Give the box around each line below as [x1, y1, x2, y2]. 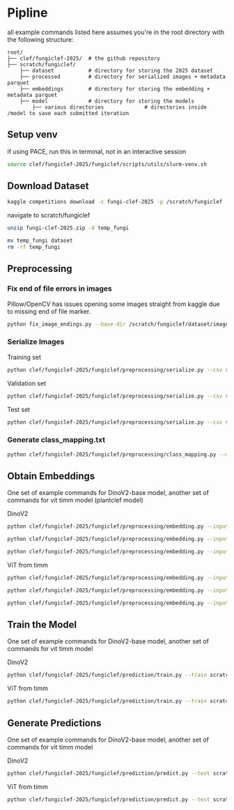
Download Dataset [7, 180, 89, 192]
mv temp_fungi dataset [7, 237, 73, 245]
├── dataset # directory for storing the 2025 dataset [19, 67, 214, 74]
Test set [7, 405, 31, 413]
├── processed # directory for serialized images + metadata [19, 73, 226, 80]
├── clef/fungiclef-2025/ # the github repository [7, 54, 160, 62]
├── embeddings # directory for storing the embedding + [19, 85, 210, 92]
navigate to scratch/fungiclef [7, 211, 91, 220]
